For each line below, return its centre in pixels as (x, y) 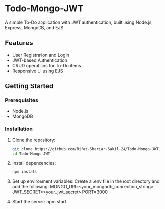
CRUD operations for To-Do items (46, 65)
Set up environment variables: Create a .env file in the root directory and (86, 181)
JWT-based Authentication (40, 60)
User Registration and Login (41, 55)
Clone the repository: (34, 140)
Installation (19, 129)
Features (19, 43)
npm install (24, 172)
